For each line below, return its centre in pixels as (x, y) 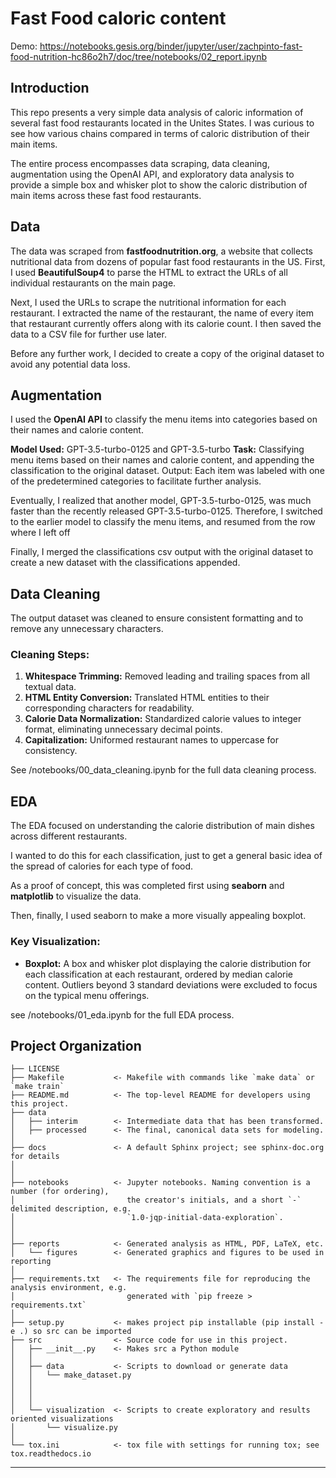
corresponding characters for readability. (109, 708)
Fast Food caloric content (118, 18)
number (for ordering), (60, 1192)
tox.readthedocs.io (51, 1454)
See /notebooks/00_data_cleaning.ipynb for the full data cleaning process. (163, 770)
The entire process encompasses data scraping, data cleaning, (140, 163)
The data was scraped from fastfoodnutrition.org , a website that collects (161, 251)
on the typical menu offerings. (87, 995)
